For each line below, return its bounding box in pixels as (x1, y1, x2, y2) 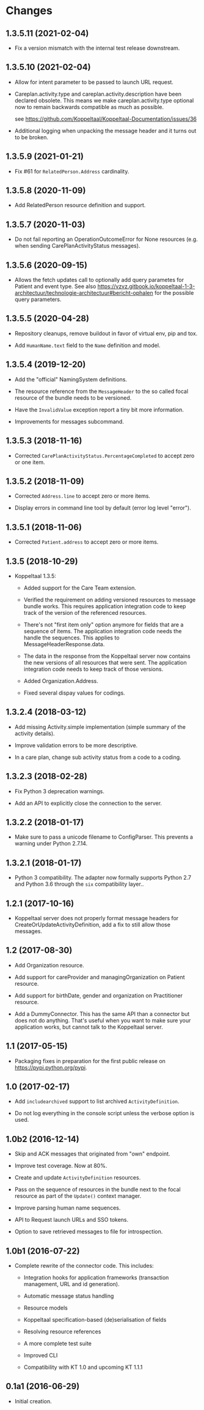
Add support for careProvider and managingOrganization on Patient (14, 973, 185, 981)
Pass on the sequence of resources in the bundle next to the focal (14, 1186, 181, 1193)
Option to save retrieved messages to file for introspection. (14, 1228, 163, 1235)
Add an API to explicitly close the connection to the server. (14, 799, 162, 807)
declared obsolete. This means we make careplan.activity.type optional (14, 96, 194, 104)
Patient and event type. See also (14, 283, 97, 290)
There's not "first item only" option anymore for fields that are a (23, 620, 184, 628)
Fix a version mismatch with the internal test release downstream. (14, 44, 180, 51)
